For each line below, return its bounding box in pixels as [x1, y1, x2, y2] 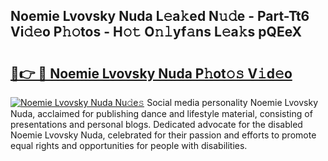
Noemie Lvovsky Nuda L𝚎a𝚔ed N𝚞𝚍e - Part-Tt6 [10, 8, 310, 25]
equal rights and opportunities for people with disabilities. [10, 140, 248, 151]
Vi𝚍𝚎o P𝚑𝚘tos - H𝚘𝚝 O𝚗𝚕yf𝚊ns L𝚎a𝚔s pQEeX [10, 24, 303, 41]
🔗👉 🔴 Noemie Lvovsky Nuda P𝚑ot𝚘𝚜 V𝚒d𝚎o [10, 65, 293, 82]
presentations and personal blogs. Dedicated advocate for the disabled [10, 119, 303, 130]
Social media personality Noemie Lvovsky [146, 97, 319, 108]
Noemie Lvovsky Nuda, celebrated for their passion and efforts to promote [10, 129, 317, 141]
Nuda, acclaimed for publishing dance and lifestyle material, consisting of [10, 108, 313, 119]
